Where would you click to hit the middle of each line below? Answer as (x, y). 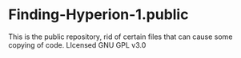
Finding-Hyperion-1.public (98, 15)
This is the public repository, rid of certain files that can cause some (120, 37)
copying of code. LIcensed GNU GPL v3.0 (77, 44)
